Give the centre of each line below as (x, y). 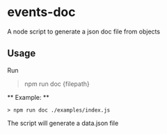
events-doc (41, 12)
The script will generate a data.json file (63, 123)
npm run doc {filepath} (57, 84)
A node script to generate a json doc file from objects (84, 31)
